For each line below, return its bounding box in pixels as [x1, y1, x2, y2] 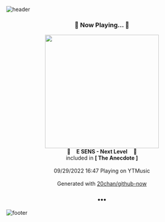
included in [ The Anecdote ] [66, 154, 138, 162]
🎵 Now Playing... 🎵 [74, 21, 130, 29]
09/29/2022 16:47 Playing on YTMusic [53, 167, 150, 175]
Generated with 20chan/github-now [57, 180, 147, 188]
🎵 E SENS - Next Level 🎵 [66, 148, 138, 155]
